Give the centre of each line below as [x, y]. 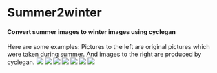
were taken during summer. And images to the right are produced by [104, 54]
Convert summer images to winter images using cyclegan [91, 31]
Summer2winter [54, 13]
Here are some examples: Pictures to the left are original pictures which [108, 47]
